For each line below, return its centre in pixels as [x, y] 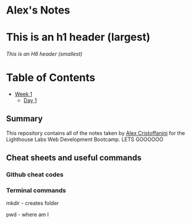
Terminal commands [36, 190]
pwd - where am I [27, 215]
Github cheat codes [35, 174]
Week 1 [23, 94]
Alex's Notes [38, 10]
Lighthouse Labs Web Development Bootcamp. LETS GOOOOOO [85, 139]
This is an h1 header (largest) [78, 37]
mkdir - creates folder [32, 203]
